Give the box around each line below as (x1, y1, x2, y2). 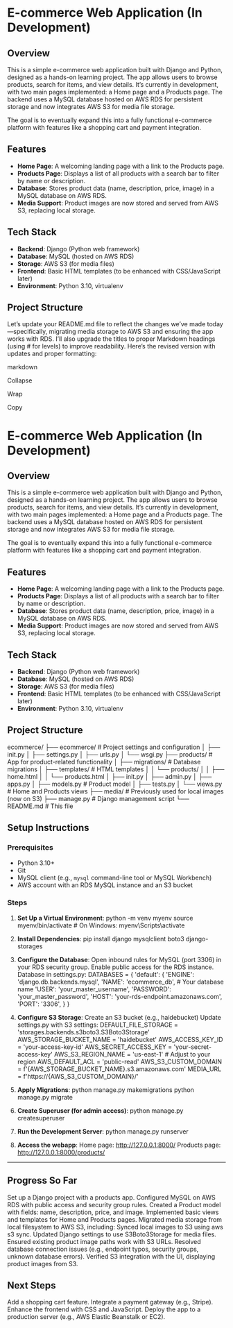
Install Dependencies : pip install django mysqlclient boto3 (17, 934, 185, 943)
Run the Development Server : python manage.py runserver (17, 1127, 189, 1136)
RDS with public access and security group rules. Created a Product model (7, 1200, 221, 1209)
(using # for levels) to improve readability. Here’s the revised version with (7, 342, 216, 351)
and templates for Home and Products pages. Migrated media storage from (7, 1215, 223, 1223)
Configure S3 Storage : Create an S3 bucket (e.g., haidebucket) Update (17, 1013, 222, 1021)
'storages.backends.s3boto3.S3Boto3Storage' (17, 1027, 150, 1036)
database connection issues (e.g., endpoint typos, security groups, (7, 1245, 199, 1253)
